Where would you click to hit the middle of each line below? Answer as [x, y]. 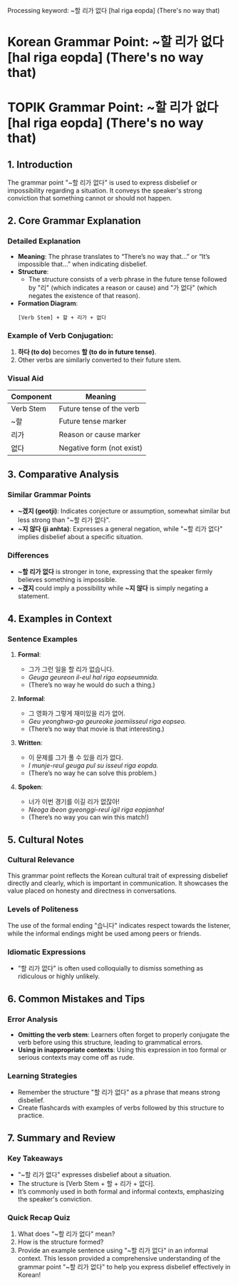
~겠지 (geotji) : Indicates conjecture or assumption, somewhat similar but [124, 511]
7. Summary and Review [62, 1138]
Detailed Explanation [44, 241]
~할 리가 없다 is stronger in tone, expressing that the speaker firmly [115, 572]
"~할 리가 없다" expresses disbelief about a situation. [94, 1174]
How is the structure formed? [61, 1242]
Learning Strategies [42, 1076]
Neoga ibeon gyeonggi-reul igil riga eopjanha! [96, 810]
